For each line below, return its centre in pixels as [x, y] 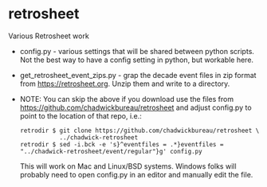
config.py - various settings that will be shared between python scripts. [137, 51]
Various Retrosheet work [49, 36]
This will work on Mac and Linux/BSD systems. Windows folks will [128, 166]
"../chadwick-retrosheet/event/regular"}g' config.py [111, 151]
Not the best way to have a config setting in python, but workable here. [136, 60]
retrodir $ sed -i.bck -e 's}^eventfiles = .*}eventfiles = [122, 144]
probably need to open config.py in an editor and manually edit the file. [136, 174]
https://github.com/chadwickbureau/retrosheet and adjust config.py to [136, 107]
